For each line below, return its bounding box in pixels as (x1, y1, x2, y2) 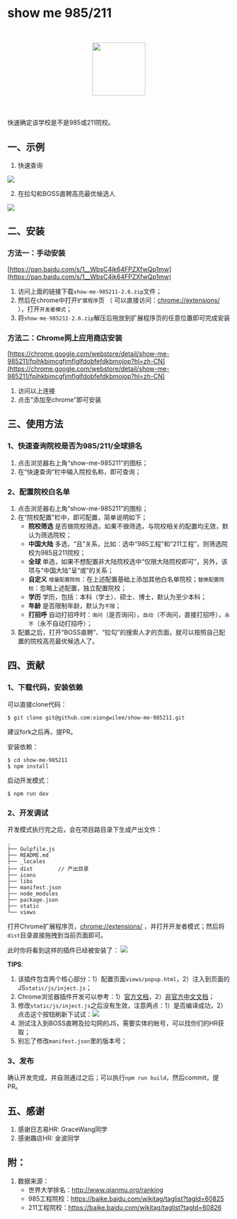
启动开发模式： (7, 776, 51, 785)
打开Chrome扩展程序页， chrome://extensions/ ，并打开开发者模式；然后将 (7, 922, 225, 930)
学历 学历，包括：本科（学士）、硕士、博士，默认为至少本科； (28, 592, 207, 601)
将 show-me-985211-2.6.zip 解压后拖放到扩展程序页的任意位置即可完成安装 (17, 313, 231, 322)
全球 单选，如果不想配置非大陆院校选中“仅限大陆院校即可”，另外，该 (28, 557, 228, 565)
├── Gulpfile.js (7, 845, 55, 853)
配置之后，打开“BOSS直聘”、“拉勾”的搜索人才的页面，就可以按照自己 (17, 628, 219, 636)
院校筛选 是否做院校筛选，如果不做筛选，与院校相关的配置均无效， (28, 521, 223, 530)
